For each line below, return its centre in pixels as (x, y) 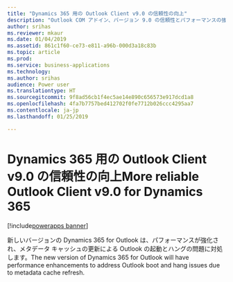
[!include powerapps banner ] (48, 225)
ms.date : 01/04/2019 (37, 39)
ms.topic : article (34, 53)
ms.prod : (20, 59)
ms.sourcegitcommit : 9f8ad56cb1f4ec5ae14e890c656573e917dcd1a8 (101, 98)
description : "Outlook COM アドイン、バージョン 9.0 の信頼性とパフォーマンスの (114, 20)
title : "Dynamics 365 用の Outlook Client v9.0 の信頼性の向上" (97, 14)
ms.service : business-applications (59, 65)
